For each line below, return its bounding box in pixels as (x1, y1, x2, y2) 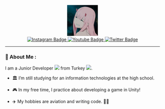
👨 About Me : (5, 53, 37, 60)
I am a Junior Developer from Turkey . (5, 65, 93, 71)
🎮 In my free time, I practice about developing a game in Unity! (12, 87, 141, 93)
